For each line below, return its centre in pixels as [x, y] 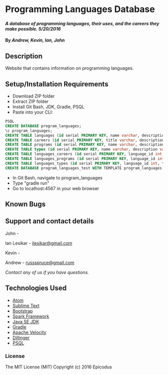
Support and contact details [49, 221]
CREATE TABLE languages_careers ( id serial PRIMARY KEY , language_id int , [85, 154]
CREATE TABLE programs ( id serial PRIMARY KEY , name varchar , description [85, 145]
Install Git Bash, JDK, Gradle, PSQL [48, 107]
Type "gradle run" [31, 183]
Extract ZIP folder [30, 101]
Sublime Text [26, 306]
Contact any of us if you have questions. [47, 272]
